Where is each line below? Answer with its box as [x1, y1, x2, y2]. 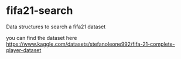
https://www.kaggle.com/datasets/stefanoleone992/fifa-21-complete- [6, 40, 175, 47]
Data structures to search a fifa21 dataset [6, 23, 106, 30]
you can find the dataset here [6, 34, 77, 41]
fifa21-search [6, 4, 73, 17]
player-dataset [6, 46, 42, 53]
